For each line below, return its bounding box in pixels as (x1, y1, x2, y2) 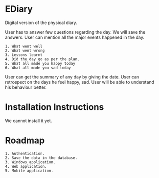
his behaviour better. (5, 84, 47, 90)
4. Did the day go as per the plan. (5, 56, 80, 62)
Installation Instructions (5, 102, 104, 113)
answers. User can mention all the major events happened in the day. (5, 34, 144, 40)
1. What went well (5, 44, 43, 49)
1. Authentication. (5, 151, 45, 156)
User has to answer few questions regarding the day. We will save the (5, 29, 146, 35)
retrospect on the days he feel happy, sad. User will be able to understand (5, 79, 155, 85)
